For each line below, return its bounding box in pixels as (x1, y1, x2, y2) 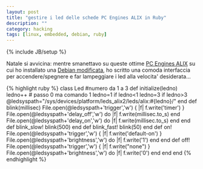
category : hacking (6, 26, 53, 32)
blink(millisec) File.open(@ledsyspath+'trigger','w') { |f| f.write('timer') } (6, 104, 185, 111)
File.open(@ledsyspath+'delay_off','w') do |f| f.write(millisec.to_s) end (6, 111, 181, 118)
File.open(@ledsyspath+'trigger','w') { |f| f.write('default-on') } (6, 130, 162, 137)
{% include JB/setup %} (6, 48, 67, 55)
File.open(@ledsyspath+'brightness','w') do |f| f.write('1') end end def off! (6, 136, 190, 143)
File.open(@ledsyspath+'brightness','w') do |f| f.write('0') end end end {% (6, 150, 192, 157)
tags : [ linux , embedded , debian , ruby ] (6, 32, 107, 38)
